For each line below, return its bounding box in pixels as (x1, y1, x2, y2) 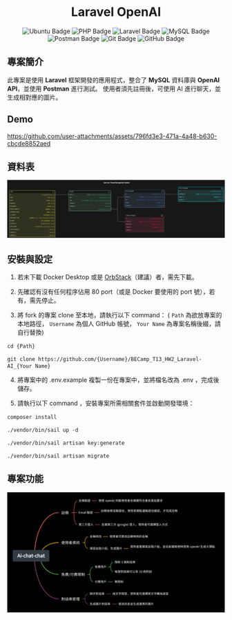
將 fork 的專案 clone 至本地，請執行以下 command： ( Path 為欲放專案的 (17, 311, 222, 319)
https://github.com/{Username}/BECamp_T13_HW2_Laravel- (37, 356, 202, 363)
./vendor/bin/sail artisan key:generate (7, 440, 126, 447)
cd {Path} (7, 343, 36, 350)
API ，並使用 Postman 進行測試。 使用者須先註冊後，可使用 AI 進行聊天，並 (7, 84, 221, 93)
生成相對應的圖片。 (7, 93, 62, 101)
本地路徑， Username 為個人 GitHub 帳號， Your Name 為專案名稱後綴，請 (17, 319, 221, 328)
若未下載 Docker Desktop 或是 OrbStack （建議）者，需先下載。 (17, 273, 198, 281)
